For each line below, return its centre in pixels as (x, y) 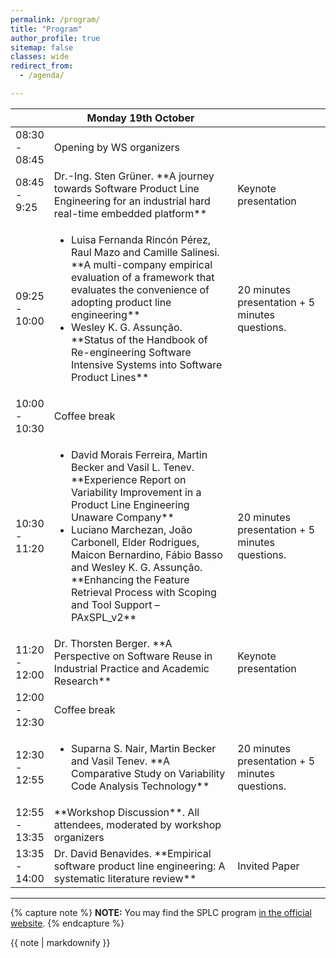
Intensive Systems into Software (146, 364)
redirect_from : (42, 66)
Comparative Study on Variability (148, 773)
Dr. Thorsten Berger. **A (113, 643)
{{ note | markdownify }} (60, 942)
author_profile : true (55, 38)
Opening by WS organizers (117, 147)
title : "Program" (46, 29)
